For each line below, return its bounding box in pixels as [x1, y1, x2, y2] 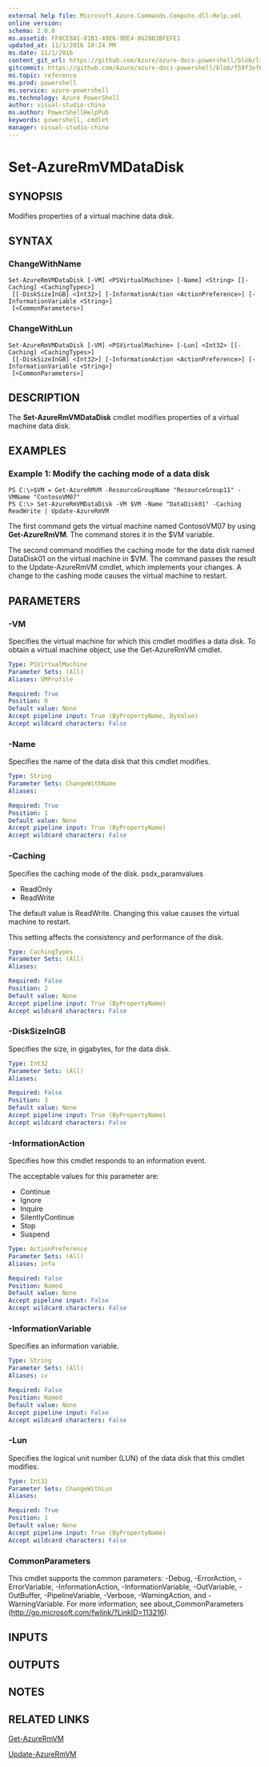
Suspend [19, 1229, 50, 1239]
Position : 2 [8, 985, 48, 993]
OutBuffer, [8, 1591, 42, 1600]
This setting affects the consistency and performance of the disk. [8, 932, 224, 942]
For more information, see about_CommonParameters [66, 1600, 244, 1608]
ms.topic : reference [8, 71, 78, 79]
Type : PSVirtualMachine [8, 660, 88, 668]
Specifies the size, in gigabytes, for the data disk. [8, 1043, 171, 1054]
